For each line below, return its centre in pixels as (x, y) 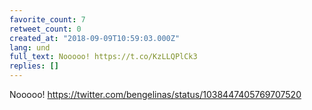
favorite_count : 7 (47, 19)
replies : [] (34, 66)
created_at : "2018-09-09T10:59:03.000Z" (95, 38)
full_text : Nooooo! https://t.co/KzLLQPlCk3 (103, 57)
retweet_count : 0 (45, 29)
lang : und (30, 47)
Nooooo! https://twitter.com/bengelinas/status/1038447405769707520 (155, 94)
